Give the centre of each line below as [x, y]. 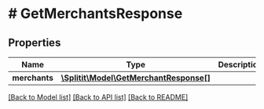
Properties [35, 43]
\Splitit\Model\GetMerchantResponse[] [136, 78]
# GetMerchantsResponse [95, 14]
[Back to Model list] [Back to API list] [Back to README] [98, 97]
